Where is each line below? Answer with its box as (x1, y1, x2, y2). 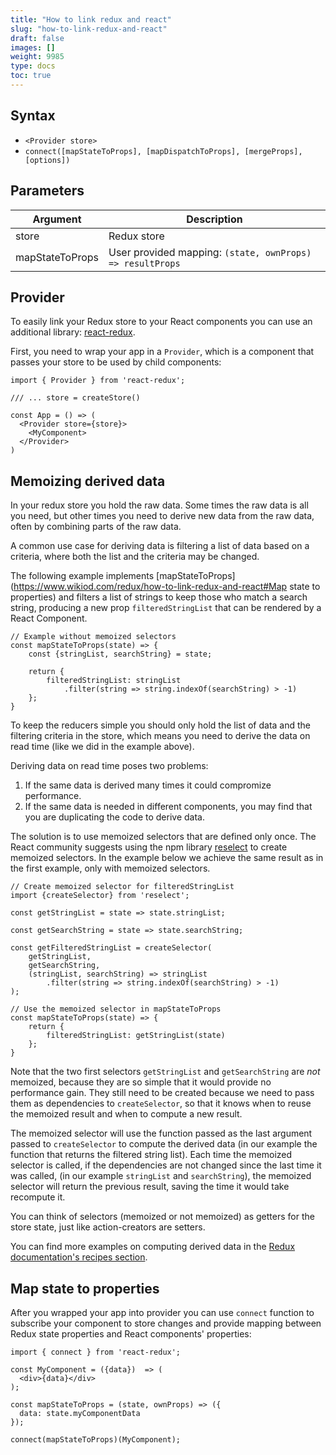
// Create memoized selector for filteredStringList (10, 882, 235, 892)
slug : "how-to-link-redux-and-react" (10, 24, 168, 34)
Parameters (10, 182, 85, 200)
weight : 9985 (10, 52, 65, 62)
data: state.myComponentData (19, 1408, 141, 1418)
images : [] (10, 42, 56, 53)
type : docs (10, 61, 56, 71)
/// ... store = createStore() (10, 393, 141, 403)
